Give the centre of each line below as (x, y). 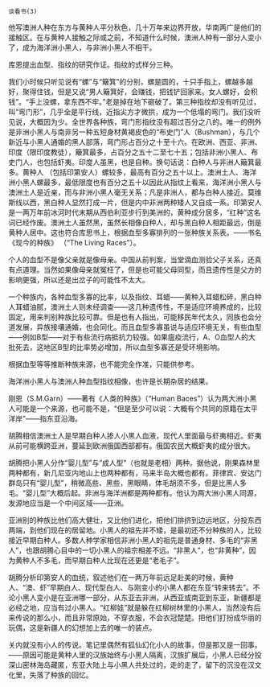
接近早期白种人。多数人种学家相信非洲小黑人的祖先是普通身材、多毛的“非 (130, 540)
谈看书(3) (23, 11)
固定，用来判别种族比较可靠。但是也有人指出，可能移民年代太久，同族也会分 (135, 317)
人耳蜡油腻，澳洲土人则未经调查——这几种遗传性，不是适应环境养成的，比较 (135, 307)
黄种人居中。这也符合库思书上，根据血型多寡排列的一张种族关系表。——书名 (135, 232)
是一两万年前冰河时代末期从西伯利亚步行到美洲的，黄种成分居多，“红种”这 (131, 212)
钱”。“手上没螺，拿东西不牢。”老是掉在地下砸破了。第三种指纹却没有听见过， (135, 102)
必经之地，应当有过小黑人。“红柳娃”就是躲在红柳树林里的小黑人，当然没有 (131, 607)
